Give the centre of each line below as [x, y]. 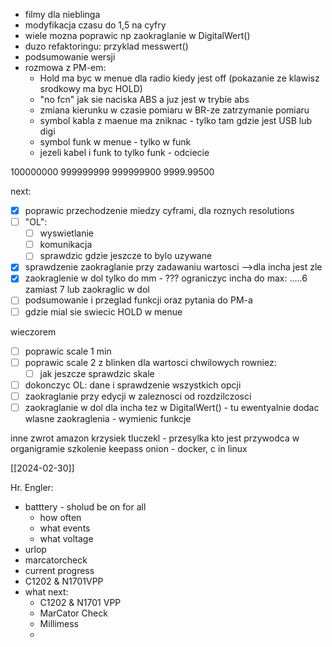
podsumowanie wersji [70, 57]
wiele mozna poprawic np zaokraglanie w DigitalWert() [137, 35]
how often [60, 517]
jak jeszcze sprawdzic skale [97, 373]
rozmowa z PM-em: [65, 67]
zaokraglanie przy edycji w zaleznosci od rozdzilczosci [138, 396]
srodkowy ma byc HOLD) [91, 88]
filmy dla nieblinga [62, 14]
